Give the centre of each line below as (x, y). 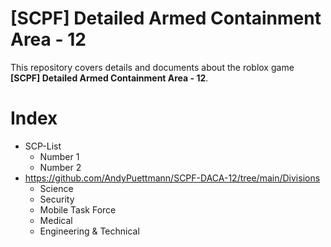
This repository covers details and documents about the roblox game (152, 67)
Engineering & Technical (89, 231)
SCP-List (43, 146)
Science (56, 188)
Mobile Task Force (78, 209)
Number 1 (59, 156)
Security (57, 199)
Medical (56, 220)
